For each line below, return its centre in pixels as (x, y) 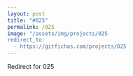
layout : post (26, 14)
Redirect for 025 (31, 66)
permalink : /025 (31, 27)
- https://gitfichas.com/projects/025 (70, 46)
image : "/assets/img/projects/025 (58, 33)
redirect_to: (26, 40)
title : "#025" (28, 20)
